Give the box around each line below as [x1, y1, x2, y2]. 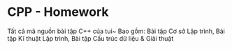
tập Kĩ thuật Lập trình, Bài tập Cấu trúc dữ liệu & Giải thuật [7, 34, 174, 42]
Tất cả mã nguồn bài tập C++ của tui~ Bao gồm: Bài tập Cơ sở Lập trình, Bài [7, 27, 225, 35]
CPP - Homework [7, 4, 109, 20]
